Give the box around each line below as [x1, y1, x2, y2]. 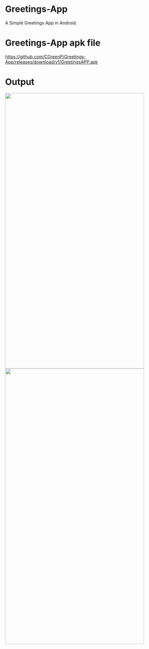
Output [5, 76, 35, 88]
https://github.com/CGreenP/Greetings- [5, 54, 86, 59]
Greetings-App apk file [5, 37, 101, 49]
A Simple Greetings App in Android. [5, 20, 77, 26]
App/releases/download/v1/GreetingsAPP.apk [5, 59, 98, 65]
